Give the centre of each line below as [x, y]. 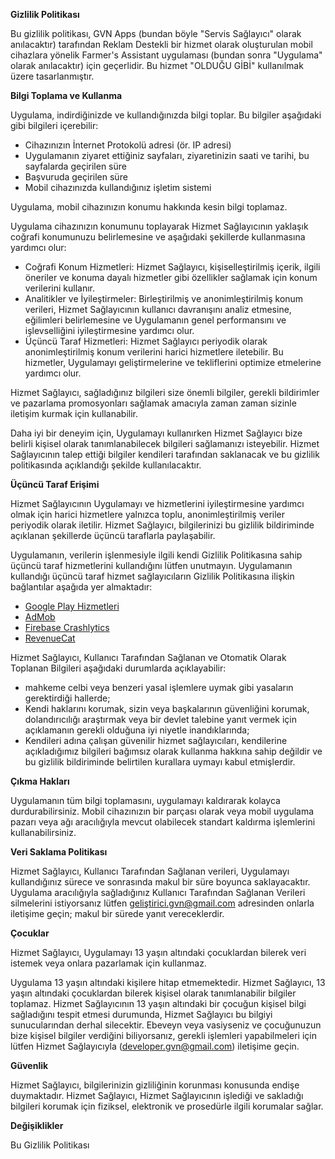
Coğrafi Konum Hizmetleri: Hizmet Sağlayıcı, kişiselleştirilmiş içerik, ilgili [172, 267]
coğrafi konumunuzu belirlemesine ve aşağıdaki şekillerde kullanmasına [158, 237]
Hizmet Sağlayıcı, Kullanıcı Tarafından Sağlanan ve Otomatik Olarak [148, 657]
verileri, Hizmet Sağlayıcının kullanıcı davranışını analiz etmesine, [158, 309]
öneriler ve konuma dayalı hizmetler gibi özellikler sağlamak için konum [171, 277]
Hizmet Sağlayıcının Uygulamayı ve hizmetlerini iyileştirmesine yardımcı [157, 503]
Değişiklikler [37, 1125]
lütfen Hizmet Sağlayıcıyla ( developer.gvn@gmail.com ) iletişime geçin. [155, 1046]
